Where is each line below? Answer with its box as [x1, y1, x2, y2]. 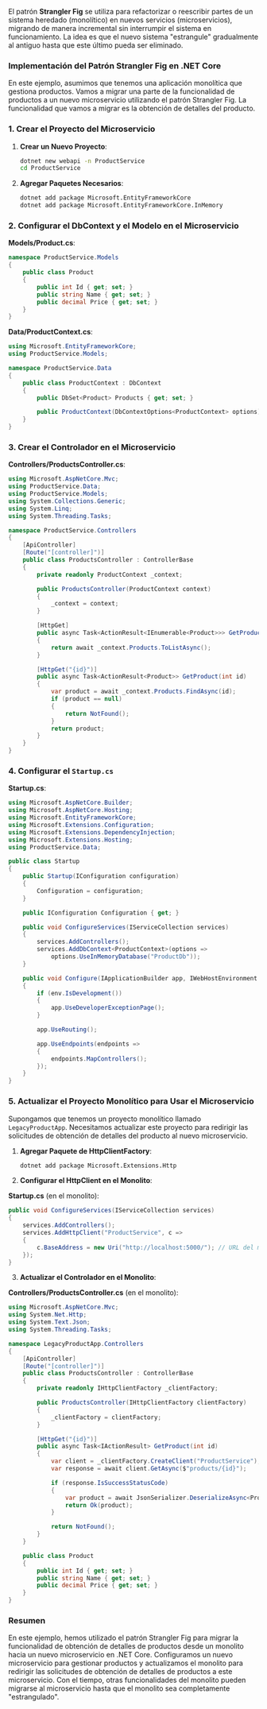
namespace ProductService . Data [8, 365, 112, 373]
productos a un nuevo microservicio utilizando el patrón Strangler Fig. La [8, 95, 247, 105]
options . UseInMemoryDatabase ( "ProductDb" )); [50, 953, 201, 961]
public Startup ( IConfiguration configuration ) [22, 872, 180, 880]
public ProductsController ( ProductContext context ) [37, 585, 212, 593]
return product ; [50, 725, 105, 733]
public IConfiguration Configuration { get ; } [22, 909, 180, 917]
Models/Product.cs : [8, 238, 75, 248]
